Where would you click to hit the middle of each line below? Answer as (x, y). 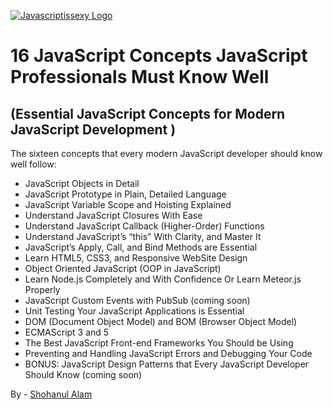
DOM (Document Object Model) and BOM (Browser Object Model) (161, 321)
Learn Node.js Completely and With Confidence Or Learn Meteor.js (163, 279)
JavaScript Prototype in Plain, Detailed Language (125, 194)
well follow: (33, 164)
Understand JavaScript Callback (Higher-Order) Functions (144, 226)
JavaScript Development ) (93, 129)
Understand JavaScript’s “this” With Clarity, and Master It (143, 236)
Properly (42, 289)
